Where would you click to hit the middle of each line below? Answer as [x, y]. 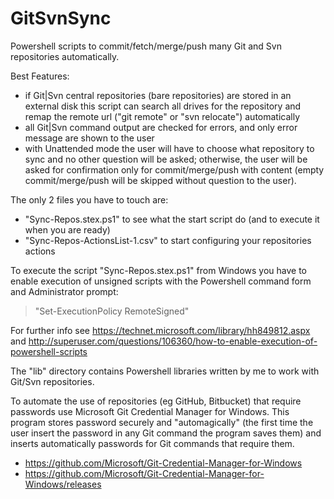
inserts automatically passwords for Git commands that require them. [152, 443]
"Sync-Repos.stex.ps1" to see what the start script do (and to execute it [172, 219]
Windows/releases [63, 484]
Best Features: [40, 76]
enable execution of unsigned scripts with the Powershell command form [161, 281]
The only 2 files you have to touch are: [89, 199]
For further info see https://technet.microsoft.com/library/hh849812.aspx [160, 330]
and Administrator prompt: [64, 291]
